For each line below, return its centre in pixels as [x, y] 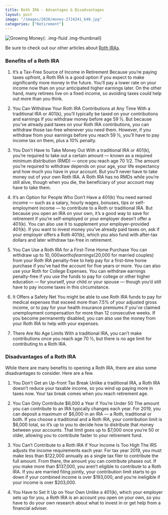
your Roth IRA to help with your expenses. [56, 323]
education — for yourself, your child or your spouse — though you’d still [87, 281]
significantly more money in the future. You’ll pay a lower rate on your [84, 82]
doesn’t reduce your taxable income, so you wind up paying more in [83, 388]
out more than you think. [38, 98]
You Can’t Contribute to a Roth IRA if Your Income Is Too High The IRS [85, 445]
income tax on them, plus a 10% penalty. [54, 140]
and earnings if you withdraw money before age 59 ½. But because [82, 119]
